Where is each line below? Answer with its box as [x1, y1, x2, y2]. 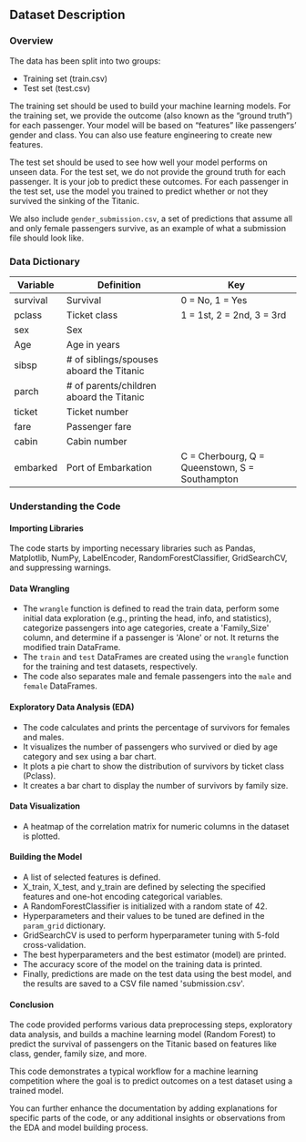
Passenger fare [66, 420, 132, 433]
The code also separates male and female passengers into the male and [22, 671, 292, 682]
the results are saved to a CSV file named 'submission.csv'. [22, 978, 246, 989]
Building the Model [9, 851, 83, 862]
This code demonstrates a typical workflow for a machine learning [9, 1066, 259, 1077]
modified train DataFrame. [22, 642, 121, 653]
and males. [22, 731, 65, 742]
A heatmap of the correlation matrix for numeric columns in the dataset [22, 821, 290, 831]
